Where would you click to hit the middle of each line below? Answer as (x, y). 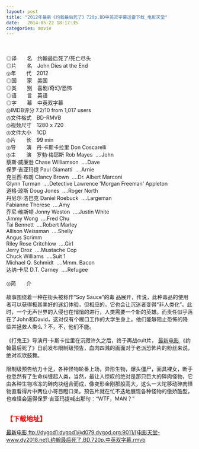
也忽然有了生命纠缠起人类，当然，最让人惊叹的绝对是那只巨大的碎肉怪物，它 (99, 377)
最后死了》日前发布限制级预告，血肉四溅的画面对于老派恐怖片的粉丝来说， (102, 348)
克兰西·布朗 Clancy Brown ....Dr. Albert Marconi (64, 177)
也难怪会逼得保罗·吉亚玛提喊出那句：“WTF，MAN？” (70, 399)
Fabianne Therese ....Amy (38, 205)
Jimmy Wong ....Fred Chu (38, 219)
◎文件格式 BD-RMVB (34, 118)
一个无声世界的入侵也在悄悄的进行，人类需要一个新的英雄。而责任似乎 (102, 312)
